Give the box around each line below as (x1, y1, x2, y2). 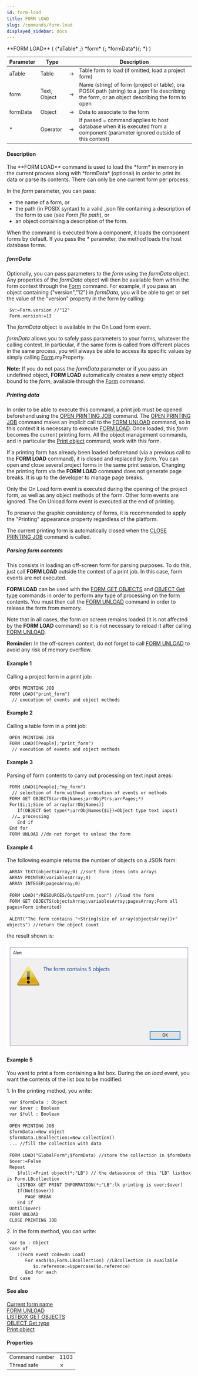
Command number (9, 1353, 55, 1360)
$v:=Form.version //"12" (9, 307, 70, 313)
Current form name (6, 1300, 53, 1308)
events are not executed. (6, 574, 67, 581)
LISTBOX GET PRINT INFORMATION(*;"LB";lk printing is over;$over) (17, 1182, 183, 1188)
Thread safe (9, 1362, 39, 1369)
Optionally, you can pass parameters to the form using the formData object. (6, 270, 190, 277)
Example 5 (6, 1056, 33, 1063)
